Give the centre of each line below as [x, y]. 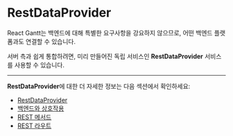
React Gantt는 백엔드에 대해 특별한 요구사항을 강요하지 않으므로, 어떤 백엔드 [110, 33]
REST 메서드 [34, 117]
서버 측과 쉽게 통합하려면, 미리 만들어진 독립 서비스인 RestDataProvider [105, 56]
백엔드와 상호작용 [41, 108]
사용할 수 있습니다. [39, 65]
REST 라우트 [34, 126]
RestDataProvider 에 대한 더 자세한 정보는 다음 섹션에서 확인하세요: [99, 86]
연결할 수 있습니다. [51, 41]
